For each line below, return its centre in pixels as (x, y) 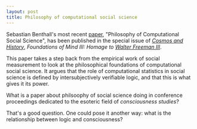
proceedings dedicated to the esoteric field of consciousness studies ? (93, 101)
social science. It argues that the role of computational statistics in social (96, 71)
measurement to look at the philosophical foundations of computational (94, 64)
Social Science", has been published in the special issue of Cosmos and (95, 40)
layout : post (22, 12)
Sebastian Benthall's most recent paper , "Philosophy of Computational (93, 34)
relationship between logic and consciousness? (65, 119)
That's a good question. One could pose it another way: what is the (89, 113)
